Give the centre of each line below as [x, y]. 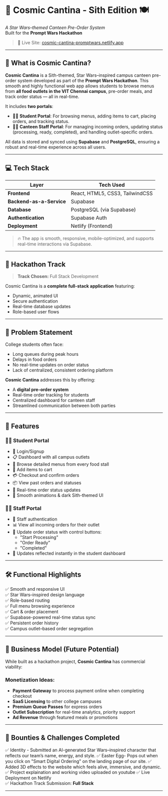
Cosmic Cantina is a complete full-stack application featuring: [70, 286]
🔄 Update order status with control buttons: [57, 532]
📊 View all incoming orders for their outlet [56, 525]
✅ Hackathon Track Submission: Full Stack [49, 783]
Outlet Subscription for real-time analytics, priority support [74, 712]
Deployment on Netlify [28, 778]
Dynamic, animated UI [35, 296]
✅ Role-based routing [27, 600]
